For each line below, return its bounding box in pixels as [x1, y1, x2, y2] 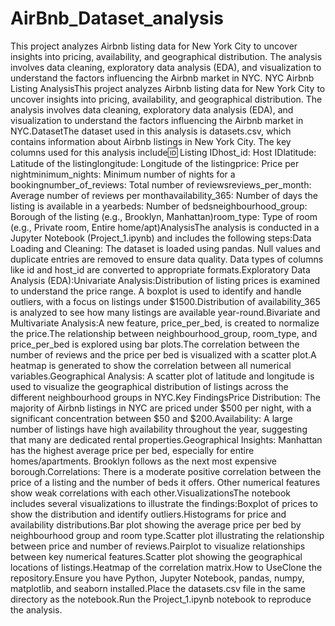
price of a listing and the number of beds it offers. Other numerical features [10, 476, 321, 488]
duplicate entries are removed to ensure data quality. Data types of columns [10, 253, 324, 265]
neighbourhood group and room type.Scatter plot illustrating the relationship [10, 529, 325, 541]
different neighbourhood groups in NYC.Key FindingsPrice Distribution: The [10, 391, 321, 403]
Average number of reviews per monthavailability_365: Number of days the [10, 189, 318, 201]
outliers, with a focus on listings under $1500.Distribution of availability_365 [10, 295, 321, 307]
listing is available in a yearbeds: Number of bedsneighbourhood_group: [10, 200, 308, 212]
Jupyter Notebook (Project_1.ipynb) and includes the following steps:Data [10, 232, 312, 244]
